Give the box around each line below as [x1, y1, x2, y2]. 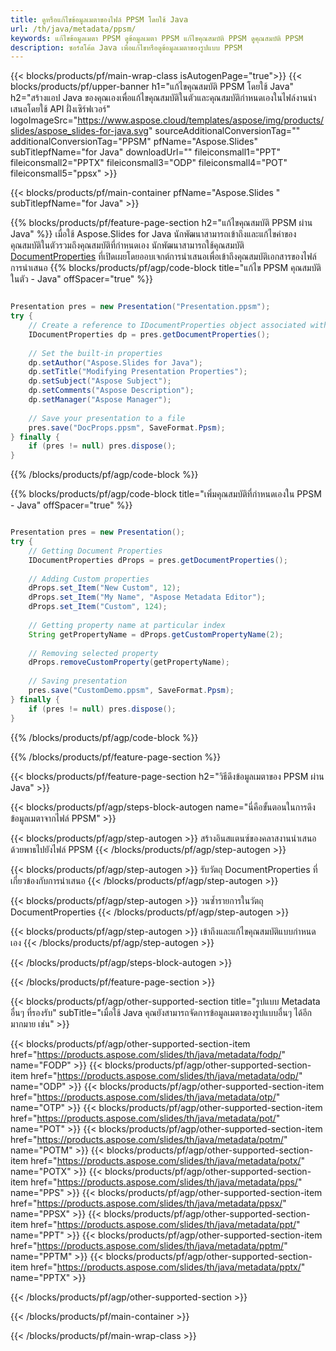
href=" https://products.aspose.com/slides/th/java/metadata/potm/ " [10, 1133, 288, 1145]
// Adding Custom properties [28, 574, 150, 584]
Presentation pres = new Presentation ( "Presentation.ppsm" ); [10, 302, 271, 312]
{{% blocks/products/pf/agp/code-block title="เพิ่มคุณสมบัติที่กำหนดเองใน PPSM [10, 488, 322, 500]
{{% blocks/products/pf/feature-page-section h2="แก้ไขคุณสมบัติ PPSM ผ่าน [10, 217, 313, 229]
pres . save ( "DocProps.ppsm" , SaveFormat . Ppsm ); [28, 422, 226, 433]
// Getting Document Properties [28, 546, 163, 556]
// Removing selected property [28, 648, 159, 658]
